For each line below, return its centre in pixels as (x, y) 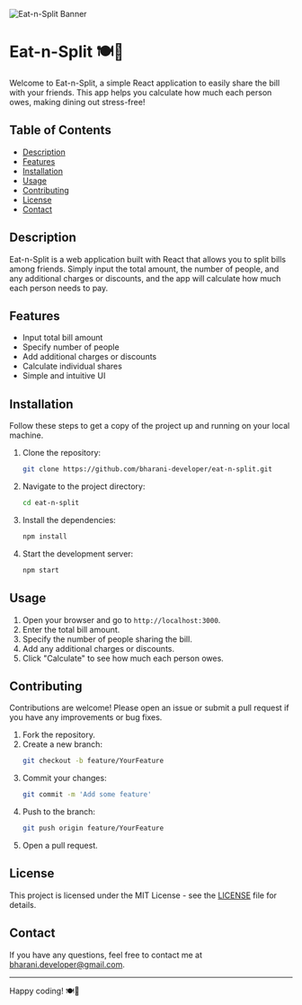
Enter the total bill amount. (71, 629)
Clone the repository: (62, 453)
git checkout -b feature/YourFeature (93, 761)
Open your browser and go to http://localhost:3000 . (121, 619)
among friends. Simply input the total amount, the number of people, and (144, 269)
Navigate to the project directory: (84, 486)
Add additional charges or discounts (89, 357)
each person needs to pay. (59, 288)
